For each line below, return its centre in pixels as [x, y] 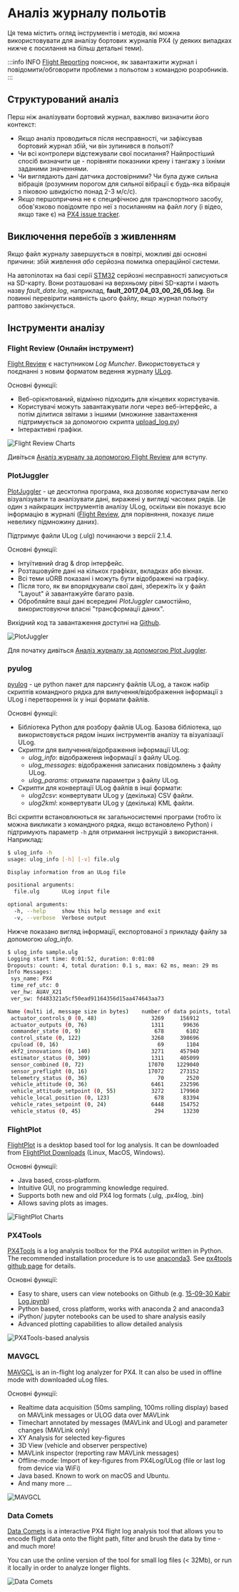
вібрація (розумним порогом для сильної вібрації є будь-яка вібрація [124, 184]
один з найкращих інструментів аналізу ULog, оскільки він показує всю [117, 506]
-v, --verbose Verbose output [60, 918]
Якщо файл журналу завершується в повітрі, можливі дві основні [107, 254]
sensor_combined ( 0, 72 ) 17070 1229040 [105, 1065]
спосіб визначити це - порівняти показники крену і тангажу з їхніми [121, 161]
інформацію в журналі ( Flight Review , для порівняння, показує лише [111, 514]
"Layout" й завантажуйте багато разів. [76, 594]
